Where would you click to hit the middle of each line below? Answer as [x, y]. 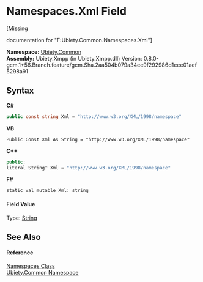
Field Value [21, 204]
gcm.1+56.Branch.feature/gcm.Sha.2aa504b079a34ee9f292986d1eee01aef [102, 65]
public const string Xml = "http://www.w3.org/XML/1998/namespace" [94, 117]
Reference [20, 253]
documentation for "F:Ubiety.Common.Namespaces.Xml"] [79, 40]
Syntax [20, 91]
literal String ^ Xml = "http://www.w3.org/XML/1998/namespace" [89, 168]
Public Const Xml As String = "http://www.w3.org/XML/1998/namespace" [98, 139]
